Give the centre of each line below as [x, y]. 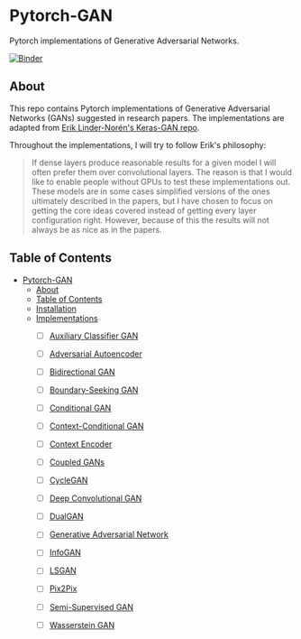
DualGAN [66, 516]
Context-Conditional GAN [96, 426]
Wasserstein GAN [82, 625]
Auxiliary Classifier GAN [94, 336]
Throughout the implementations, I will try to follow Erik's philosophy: [138, 144]
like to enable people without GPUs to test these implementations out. [161, 181]
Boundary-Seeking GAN [94, 390]
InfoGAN [65, 552]
